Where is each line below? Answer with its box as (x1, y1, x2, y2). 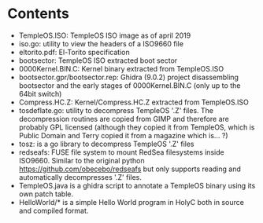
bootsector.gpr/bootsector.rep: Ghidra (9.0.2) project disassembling (18, 72, 239, 82)
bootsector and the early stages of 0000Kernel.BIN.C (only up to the (18, 80, 241, 90)
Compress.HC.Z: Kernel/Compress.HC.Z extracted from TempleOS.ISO (18, 97, 250, 107)
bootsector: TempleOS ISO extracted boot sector (18, 56, 178, 65)
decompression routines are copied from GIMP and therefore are (18, 114, 229, 123)
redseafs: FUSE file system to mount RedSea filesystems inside (18, 147, 225, 157)
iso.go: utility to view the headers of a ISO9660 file (18, 38, 184, 48)
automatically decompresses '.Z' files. (18, 172, 143, 181)
